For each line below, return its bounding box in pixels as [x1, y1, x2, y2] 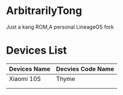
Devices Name [9, 65, 51, 73]
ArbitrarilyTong [6, 4, 83, 17]
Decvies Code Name [56, 65, 114, 73]
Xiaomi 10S [9, 75, 41, 83]
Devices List [6, 44, 67, 57]
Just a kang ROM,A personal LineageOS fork [6, 23, 114, 30]
